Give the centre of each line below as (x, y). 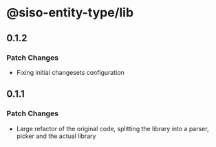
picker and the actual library (56, 136)
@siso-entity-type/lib (70, 13)
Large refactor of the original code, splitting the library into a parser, (112, 128)
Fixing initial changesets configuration (70, 72)
